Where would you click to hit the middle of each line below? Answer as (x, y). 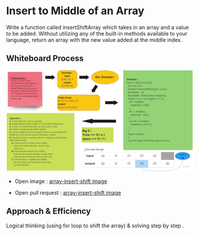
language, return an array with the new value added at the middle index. (94, 40)
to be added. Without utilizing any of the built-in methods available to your (97, 33)
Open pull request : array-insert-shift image (68, 192)
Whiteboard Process (45, 58)
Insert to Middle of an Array (75, 11)
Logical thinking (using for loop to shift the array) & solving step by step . (95, 226)
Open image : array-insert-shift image (61, 181)
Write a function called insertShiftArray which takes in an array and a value (97, 27)
